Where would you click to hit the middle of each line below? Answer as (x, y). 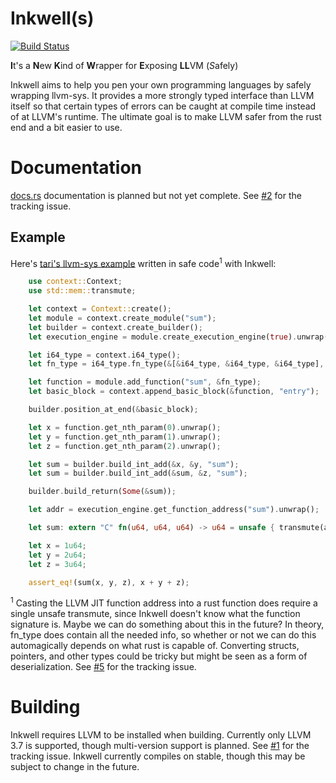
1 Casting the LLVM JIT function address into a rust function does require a (164, 602)
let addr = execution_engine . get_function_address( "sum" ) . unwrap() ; (174, 510)
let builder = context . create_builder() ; (115, 327)
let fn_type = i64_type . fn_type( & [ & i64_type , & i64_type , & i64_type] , (176, 364)
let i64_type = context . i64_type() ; (105, 355)
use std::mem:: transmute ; (82, 291)
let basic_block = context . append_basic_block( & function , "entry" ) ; (174, 392)
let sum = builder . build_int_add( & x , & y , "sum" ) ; (134, 464)
